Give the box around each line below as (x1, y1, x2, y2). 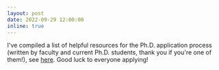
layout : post (7, 10, 44, 17)
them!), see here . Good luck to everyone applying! (7, 56, 149, 64)
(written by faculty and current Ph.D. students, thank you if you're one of (7, 48, 212, 56)
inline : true (7, 22, 44, 29)
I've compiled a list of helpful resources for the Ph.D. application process (7, 41, 212, 50)
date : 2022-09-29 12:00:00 (7, 16, 84, 23)
